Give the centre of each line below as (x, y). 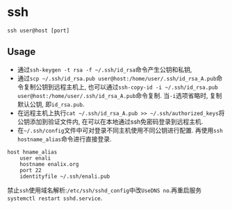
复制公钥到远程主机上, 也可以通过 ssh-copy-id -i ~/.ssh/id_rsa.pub (121, 87)
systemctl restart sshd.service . (55, 198)
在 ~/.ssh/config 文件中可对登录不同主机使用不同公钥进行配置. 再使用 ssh (120, 130)
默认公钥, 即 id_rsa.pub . (51, 104)
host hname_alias (32, 152)
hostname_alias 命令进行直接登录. (65, 139)
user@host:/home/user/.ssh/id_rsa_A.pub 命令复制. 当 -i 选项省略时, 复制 (119, 95)
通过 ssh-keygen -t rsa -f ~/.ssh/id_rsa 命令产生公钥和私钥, (105, 69)
